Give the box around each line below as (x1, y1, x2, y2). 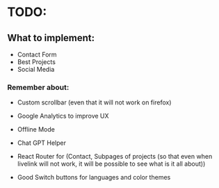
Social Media (17, 65, 55, 73)
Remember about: (7, 82, 70, 92)
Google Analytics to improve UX (17, 112, 109, 120)
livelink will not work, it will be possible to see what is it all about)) (17, 159, 206, 168)
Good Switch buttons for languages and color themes (17, 173, 171, 182)
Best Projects (17, 58, 56, 66)
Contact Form (17, 50, 57, 58)
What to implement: (7, 32, 95, 44)
